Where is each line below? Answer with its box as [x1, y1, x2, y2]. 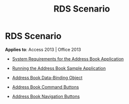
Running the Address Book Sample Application [12, 65, 106, 71]
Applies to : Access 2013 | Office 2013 [5, 46, 81, 52]
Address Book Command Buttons [12, 84, 79, 90]
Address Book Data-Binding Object [12, 74, 83, 80]
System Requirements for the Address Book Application [12, 56, 124, 61]
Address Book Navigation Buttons [12, 93, 80, 99]
